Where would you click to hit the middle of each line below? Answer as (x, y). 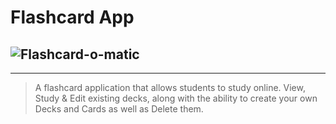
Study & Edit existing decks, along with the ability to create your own (176, 98)
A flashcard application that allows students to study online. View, (170, 87)
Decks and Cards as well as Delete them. (119, 109)
